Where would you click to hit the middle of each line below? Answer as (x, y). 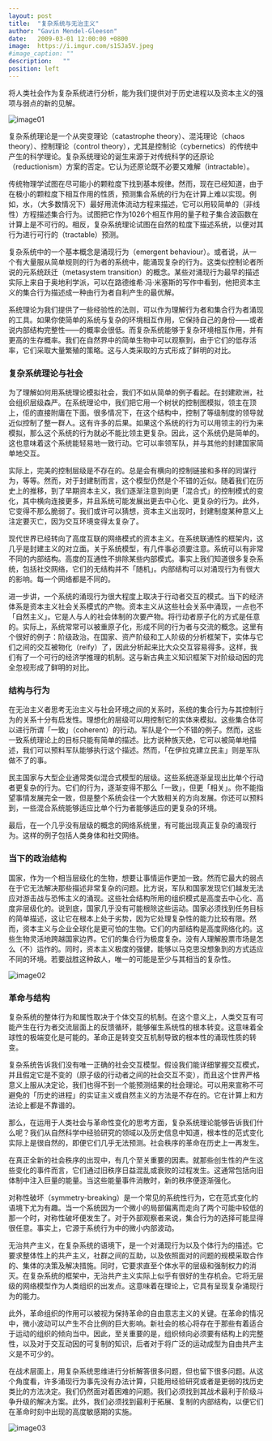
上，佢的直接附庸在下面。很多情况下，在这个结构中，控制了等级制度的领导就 (136, 413)
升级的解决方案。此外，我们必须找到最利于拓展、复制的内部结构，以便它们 (139, 1401)
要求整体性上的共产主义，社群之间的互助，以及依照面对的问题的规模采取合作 (136, 1255)
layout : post (30, 16)
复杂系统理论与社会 (46, 373)
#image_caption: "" (41, 54)
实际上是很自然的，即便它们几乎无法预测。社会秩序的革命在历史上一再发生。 (136, 1142)
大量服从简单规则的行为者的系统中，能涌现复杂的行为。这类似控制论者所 (143, 261)
